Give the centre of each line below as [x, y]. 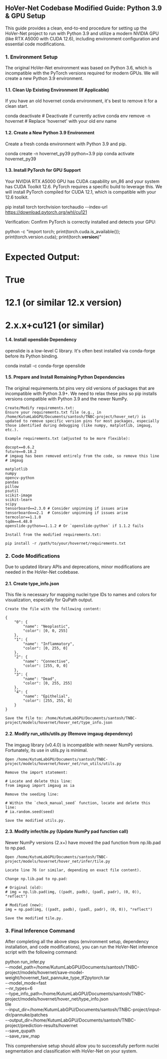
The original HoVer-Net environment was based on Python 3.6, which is [79, 68]
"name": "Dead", [40, 679]
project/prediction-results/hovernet [41, 1026]
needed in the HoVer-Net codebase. [42, 572]
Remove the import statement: [37, 772]
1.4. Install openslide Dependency [41, 340]
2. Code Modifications [33, 556]
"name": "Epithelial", [47, 697]
